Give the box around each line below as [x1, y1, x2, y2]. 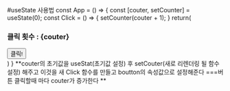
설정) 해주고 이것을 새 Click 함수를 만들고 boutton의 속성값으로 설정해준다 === [7, 68, 218, 77]
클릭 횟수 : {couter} [7, 31, 70, 41]
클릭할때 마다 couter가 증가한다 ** [14, 77, 106, 85]
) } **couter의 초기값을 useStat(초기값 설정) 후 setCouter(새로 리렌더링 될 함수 [7, 60, 220, 68]
